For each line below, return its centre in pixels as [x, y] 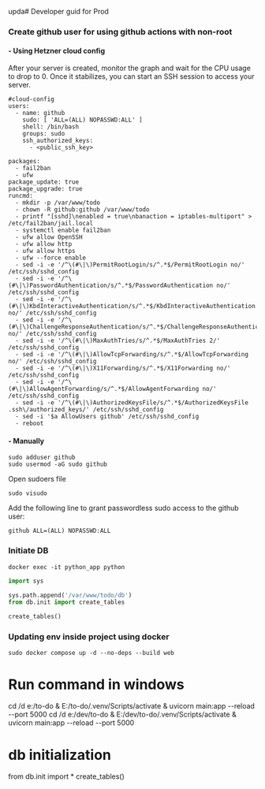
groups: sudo [44, 134]
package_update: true [44, 182]
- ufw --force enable [51, 258]
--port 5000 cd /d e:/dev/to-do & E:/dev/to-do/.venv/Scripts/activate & [122, 715]
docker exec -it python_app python [67, 567]
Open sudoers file [37, 479]
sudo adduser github [42, 458]
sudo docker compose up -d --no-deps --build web [91, 653]
